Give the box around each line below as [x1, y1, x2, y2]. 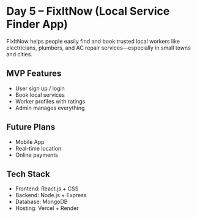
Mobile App [15, 138, 45, 145]
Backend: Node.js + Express [15, 192, 87, 199]
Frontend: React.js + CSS [15, 185, 79, 192]
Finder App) [6, 17, 69, 31]
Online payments [15, 151, 58, 159]
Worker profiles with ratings [15, 97, 86, 105]
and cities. [6, 50, 32, 58]
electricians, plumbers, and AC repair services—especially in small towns [6, 44, 191, 51]
